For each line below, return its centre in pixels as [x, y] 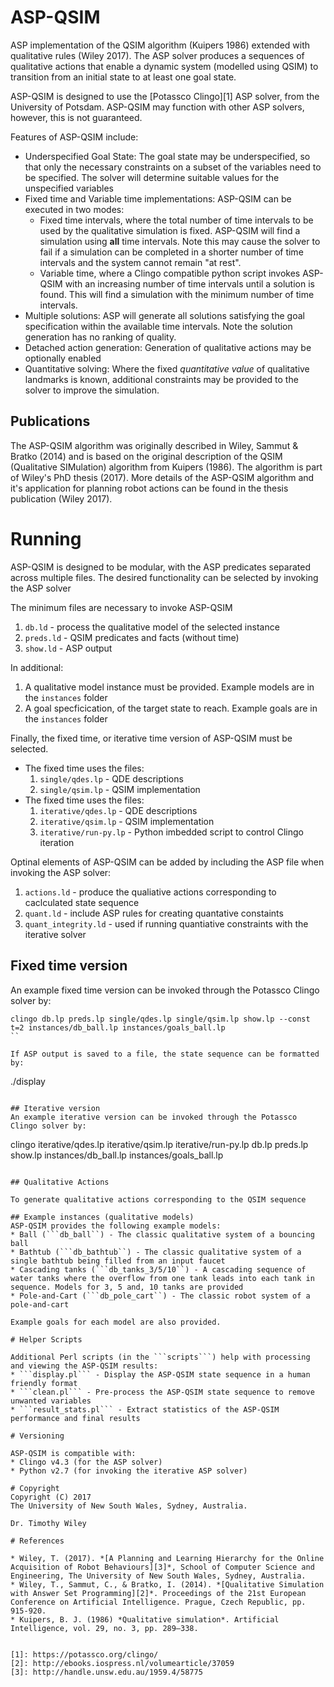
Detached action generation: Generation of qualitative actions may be [168, 347]
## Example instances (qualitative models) [102, 1217]
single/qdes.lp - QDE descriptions [111, 778]
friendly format [44, 1383]
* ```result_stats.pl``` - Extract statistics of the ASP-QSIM [145, 1409]
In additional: [37, 667]
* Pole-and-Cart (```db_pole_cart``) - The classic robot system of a [160, 1296]
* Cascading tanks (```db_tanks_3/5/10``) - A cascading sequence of [158, 1269]
